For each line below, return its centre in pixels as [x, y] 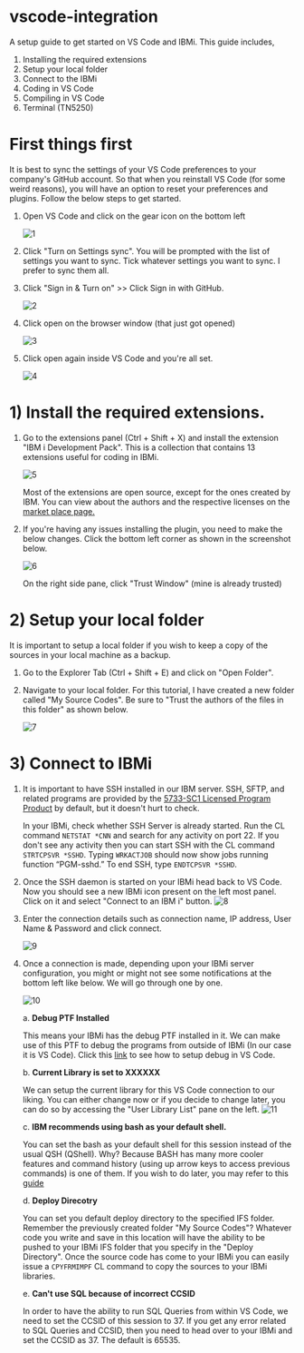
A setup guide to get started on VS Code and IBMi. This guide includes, [142, 42]
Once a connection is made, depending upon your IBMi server [138, 963]
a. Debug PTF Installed [66, 1017]
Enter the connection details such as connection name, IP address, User [157, 918]
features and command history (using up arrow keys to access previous [156, 1163]
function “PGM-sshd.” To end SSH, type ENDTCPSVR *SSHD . [130, 864]
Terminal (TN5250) [58, 107]
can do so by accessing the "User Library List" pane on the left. [141, 1109]
